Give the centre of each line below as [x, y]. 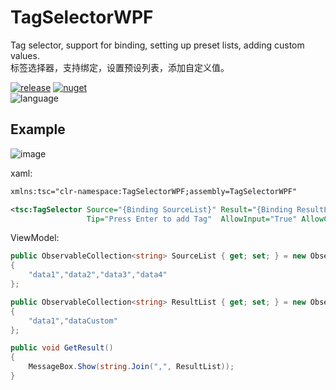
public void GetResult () [62, 348]
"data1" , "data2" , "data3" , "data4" [98, 275]
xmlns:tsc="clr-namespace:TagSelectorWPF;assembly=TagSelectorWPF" [154, 191]
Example [38, 129]
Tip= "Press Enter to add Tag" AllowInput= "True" [192, 219]
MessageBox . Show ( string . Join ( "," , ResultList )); [131, 367]
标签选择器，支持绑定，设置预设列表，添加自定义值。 [120, 67]
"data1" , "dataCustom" [73, 321]
